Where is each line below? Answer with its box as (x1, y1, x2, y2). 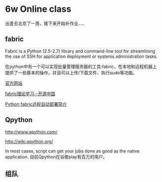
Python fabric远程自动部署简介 (5, 101, 67, 107)
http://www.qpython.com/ (5, 129, 57, 135)
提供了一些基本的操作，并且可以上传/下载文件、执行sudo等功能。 (5, 70, 137, 75)
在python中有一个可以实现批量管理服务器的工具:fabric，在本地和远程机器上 (5, 63, 157, 70)
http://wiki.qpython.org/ (5, 138, 53, 144)
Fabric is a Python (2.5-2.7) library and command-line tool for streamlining (5, 48, 156, 54)
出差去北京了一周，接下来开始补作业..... (5, 20, 85, 26)
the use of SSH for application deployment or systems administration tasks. (5, 53, 158, 59)
